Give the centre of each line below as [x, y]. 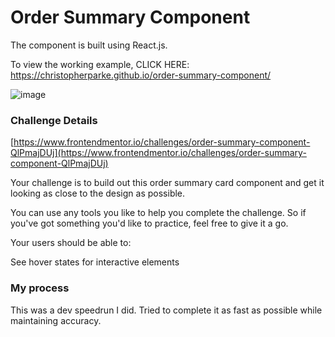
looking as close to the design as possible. [98, 193]
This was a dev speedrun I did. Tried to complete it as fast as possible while [166, 310]
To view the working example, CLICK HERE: [100, 64]
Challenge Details [54, 120]
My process [40, 288]
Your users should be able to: [71, 243]
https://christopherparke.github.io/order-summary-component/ [141, 75]
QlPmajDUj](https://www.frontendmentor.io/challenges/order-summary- [158, 153]
